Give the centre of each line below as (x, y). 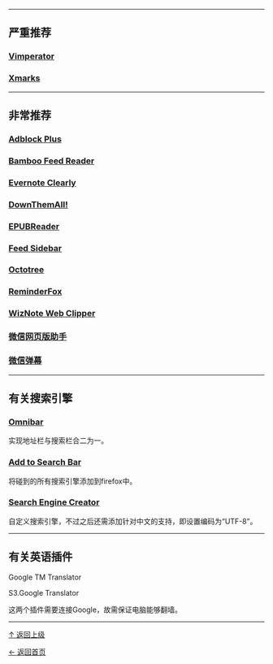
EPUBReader (34, 226)
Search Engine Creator (54, 502)
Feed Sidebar (35, 248)
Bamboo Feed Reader (52, 161)
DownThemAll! (38, 204)
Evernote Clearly (42, 182)
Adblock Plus (35, 139)
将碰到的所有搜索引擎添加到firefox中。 (73, 481)
